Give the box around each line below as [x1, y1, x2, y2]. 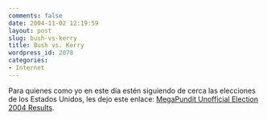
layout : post [8, 26, 52, 34]
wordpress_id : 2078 [8, 49, 74, 57]
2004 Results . [8, 102, 55, 112]
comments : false [8, 11, 63, 20]
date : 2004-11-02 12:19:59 [8, 19, 99, 27]
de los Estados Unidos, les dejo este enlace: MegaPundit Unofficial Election [8, 94, 259, 104]
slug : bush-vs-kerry [8, 34, 78, 42]
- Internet [8, 64, 45, 72]
